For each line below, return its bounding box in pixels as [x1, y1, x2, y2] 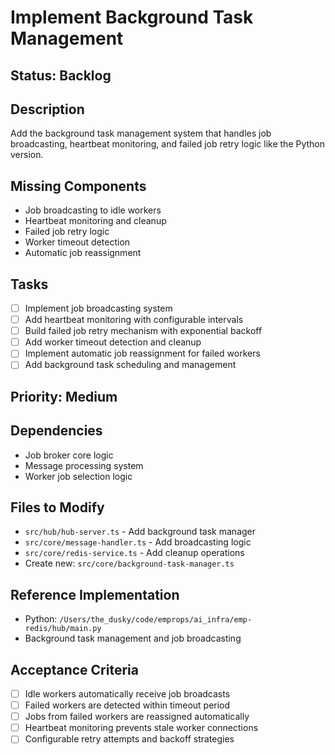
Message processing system [24, 459, 144, 471]
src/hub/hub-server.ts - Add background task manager [24, 526, 257, 538]
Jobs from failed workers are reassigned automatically [24, 711, 250, 723]
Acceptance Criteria [10, 661, 139, 678]
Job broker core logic [24, 449, 114, 461]
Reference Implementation [10, 586, 180, 603]
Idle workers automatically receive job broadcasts [24, 688, 231, 700]
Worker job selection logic [24, 470, 133, 482]
